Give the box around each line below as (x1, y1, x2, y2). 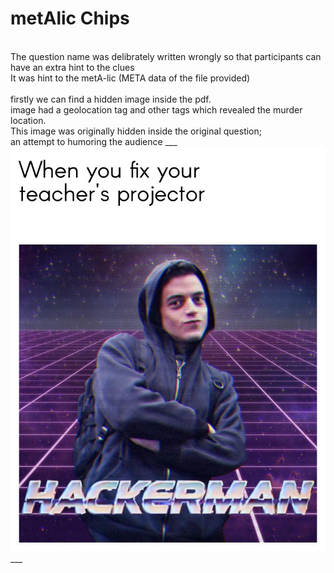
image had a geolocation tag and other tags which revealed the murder (10, 103, 303, 116)
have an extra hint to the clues (10, 61, 135, 73)
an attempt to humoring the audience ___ (10, 135, 178, 147)
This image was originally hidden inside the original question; (10, 125, 262, 137)
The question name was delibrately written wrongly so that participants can (10, 50, 322, 62)
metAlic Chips (10, 7, 130, 30)
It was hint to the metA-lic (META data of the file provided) (10, 72, 251, 84)
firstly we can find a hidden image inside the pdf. (10, 93, 212, 105)
